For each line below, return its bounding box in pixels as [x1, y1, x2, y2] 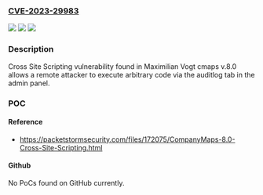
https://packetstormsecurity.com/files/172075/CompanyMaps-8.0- [19, 135, 236, 144]
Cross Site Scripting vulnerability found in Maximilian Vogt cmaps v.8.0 [8, 61, 237, 71]
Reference [8, 117, 43, 127]
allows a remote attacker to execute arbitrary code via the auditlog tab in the [8, 70, 255, 79]
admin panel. [8, 78, 50, 88]
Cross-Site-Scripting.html [19, 143, 103, 152]
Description [8, 44, 54, 55]
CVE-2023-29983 [8, 5, 79, 16]
